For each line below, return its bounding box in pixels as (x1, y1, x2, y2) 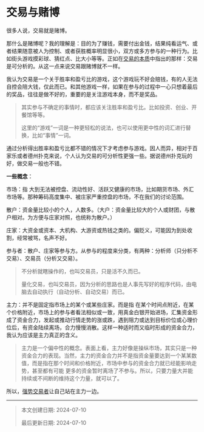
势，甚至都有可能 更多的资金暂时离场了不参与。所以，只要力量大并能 (21, 367, 193, 374)
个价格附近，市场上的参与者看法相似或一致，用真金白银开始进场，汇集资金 (6, 308, 192, 316)
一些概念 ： (6, 173, 33, 180)
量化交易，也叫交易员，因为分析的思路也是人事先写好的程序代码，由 (21, 280, 192, 287)
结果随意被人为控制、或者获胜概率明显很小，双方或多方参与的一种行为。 (11, 47, 192, 55)
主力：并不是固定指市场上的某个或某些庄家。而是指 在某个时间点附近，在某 (6, 301, 194, 308)
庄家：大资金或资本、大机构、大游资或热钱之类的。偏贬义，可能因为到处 (6, 226, 187, 234)
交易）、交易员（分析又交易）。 (6, 255, 81, 262)
